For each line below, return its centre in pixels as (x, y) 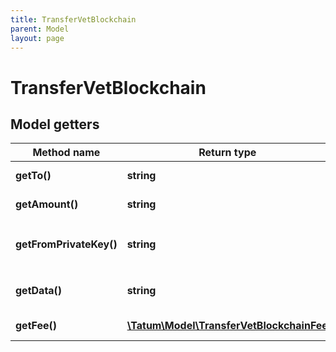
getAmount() (47, 204)
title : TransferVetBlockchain (73, 19)
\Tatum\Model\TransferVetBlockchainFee (227, 326)
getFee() (36, 326)
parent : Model (40, 29)
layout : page (37, 38)
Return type (227, 153)
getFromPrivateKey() (66, 244)
